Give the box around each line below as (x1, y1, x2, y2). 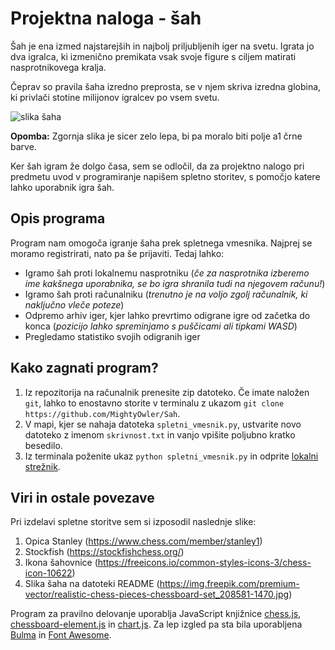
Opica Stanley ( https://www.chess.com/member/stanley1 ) (24, 535, 263, 547)
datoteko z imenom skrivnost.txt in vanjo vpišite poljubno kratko (24, 428, 296, 441)
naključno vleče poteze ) (24, 298, 125, 311)
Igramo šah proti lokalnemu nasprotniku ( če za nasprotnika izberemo (24, 267, 310, 279)
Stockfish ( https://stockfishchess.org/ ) (24, 546, 185, 558)
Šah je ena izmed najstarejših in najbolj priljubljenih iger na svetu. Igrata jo (10, 40, 315, 52)
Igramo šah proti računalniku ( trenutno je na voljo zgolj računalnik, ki (24, 288, 308, 300)
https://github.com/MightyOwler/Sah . (24, 407, 181, 419)
